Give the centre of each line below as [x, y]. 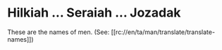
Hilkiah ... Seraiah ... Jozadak [94, 13]
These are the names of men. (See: [58, 32]
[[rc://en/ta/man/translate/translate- [163, 32]
